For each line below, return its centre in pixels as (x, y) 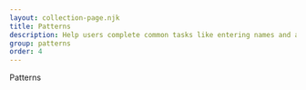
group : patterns (40, 43)
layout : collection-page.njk (65, 18)
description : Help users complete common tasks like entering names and (150, 35)
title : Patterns (40, 26)
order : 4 (26, 52)
